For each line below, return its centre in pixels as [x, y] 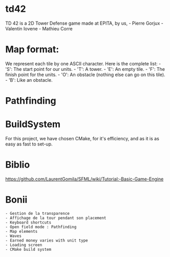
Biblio [18, 165]
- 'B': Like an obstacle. [29, 80]
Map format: [32, 50]
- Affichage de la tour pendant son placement [56, 218]
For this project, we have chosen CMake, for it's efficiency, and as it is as [82, 139]
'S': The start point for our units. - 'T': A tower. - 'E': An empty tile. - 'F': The [85, 69]
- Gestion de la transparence [38, 213]
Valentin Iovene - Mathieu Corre [39, 28]
